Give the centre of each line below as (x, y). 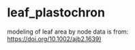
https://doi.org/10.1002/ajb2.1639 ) (54, 38)
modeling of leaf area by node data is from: (68, 32)
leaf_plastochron (56, 13)
